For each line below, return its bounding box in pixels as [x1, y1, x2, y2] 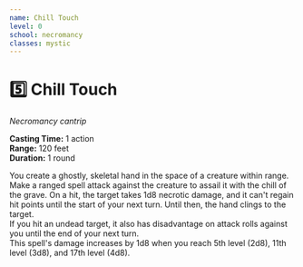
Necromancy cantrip [9, 115, 87, 127]
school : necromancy [9, 30, 83, 39]
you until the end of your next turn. [9, 228, 140, 239]
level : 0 [9, 22, 43, 31]
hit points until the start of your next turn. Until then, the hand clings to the [9, 199, 287, 210]
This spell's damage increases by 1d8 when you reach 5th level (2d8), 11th [9, 238, 288, 249]
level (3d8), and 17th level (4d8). [9, 247, 131, 259]
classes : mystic [9, 38, 71, 48]
